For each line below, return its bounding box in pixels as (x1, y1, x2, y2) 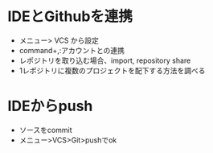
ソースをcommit (18, 125, 72, 134)
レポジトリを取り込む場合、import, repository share (18, 56, 191, 65)
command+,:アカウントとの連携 (18, 45, 125, 55)
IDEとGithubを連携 (7, 7, 133, 26)
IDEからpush (7, 97, 93, 115)
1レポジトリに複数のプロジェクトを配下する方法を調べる (18, 65, 206, 75)
